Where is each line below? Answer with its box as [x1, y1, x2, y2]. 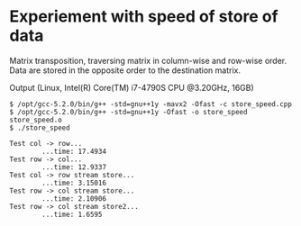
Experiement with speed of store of [9, 6, 278, 27]
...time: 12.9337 [41, 162, 106, 172]
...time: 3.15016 [41, 178, 106, 187]
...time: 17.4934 [41, 147, 106, 156]
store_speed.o [9, 115, 63, 124]
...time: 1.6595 [41, 210, 103, 219]
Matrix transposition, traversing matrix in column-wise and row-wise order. [9, 55, 287, 66]
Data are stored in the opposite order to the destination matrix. [9, 65, 242, 76]
